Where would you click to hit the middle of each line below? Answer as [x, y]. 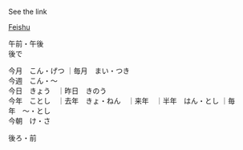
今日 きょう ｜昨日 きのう [57, 91]
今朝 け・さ [29, 121]
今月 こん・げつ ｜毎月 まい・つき [69, 71]
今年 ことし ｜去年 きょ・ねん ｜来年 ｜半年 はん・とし [113, 101]
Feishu [19, 27]
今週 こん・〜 [33, 81]
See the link [28, 12]
